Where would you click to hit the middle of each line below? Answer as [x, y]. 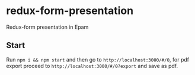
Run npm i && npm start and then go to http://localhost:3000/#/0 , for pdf [98, 59]
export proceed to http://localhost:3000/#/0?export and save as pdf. [92, 66]
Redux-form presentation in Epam [47, 27]
